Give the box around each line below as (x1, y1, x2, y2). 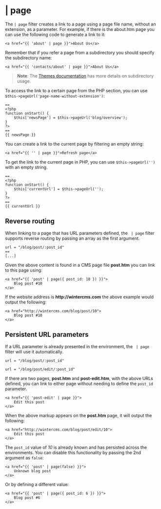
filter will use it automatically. (5, 349, 63, 355)
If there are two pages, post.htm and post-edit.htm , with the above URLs (5, 375, 153, 381)
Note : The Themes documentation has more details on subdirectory (17, 73, 154, 78)
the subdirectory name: (5, 54, 52, 61)
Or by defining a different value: (5, 481, 69, 487)
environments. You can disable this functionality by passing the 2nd (5, 449, 141, 456)
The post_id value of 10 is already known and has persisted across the (5, 444, 147, 450)
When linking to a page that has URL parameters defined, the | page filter (5, 230, 155, 236)
